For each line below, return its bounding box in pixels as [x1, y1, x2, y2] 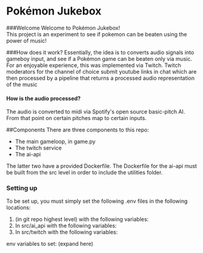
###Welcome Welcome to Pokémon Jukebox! [6, 24, 120, 31]
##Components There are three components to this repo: [6, 126, 150, 133]
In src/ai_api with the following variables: [15, 222, 117, 229]
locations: [6, 204, 31, 211]
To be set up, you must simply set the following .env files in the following [6, 197, 188, 205]
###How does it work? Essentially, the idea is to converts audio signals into [6, 48, 195, 56]
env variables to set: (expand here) [6, 240, 94, 248]
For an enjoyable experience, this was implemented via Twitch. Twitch [6, 62, 181, 69]
